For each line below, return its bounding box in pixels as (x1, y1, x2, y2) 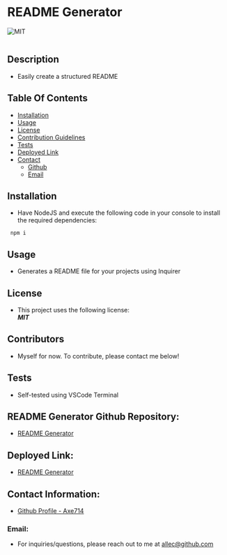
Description (7, 54, 59, 66)
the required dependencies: (17, 216, 97, 225)
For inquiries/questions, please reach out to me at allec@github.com (17, 540, 214, 548)
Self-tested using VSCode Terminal (17, 390, 119, 399)
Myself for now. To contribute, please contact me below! (17, 351, 180, 360)
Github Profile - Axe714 (17, 507, 84, 515)
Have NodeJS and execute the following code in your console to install (17, 208, 221, 217)
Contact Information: (7, 488, 100, 500)
